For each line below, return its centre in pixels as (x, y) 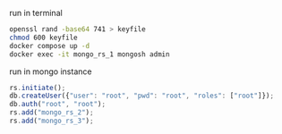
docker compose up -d (50, 46)
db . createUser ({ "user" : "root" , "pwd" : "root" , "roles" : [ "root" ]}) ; (142, 96)
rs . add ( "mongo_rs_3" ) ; (51, 121)
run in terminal (36, 13)
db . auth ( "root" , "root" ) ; (57, 105)
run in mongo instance (51, 71)
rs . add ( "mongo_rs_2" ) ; (51, 113)
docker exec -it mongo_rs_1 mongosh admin (90, 54)
